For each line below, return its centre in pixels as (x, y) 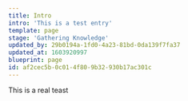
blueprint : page (35, 60)
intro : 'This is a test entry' (60, 23)
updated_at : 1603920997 (48, 52)
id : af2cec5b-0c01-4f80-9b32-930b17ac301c (80, 68)
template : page (34, 30)
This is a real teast (38, 90)
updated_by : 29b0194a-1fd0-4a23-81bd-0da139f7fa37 (94, 45)
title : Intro (30, 16)
